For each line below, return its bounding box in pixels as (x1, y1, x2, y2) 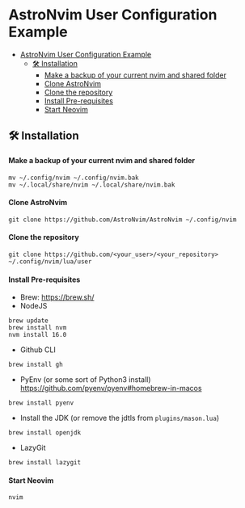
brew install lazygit (8, 459, 82, 467)
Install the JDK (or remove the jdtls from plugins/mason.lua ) (19, 414, 220, 423)
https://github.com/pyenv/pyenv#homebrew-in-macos (19, 384, 202, 393)
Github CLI (19, 345, 57, 355)
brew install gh (8, 361, 63, 369)
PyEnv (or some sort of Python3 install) (19, 375, 151, 384)
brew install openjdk (8, 429, 82, 437)
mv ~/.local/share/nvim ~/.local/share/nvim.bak (8, 180, 175, 189)
